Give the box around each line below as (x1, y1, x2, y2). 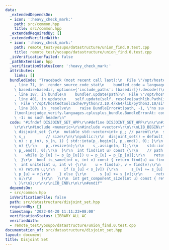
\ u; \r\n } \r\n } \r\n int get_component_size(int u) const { (14, 176, 156, 181)
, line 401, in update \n (14, 96, 66, 101)
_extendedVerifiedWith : (10, 36, 59, 41)
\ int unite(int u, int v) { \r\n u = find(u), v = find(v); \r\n (14, 162, 161, 167)
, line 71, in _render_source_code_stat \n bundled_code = (14, 82, 145, 87)
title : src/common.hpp (14, 26, 62, 31)
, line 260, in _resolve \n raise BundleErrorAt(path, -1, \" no (14, 106, 156, 111)
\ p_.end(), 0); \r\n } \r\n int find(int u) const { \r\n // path (14, 148, 163, 153)
